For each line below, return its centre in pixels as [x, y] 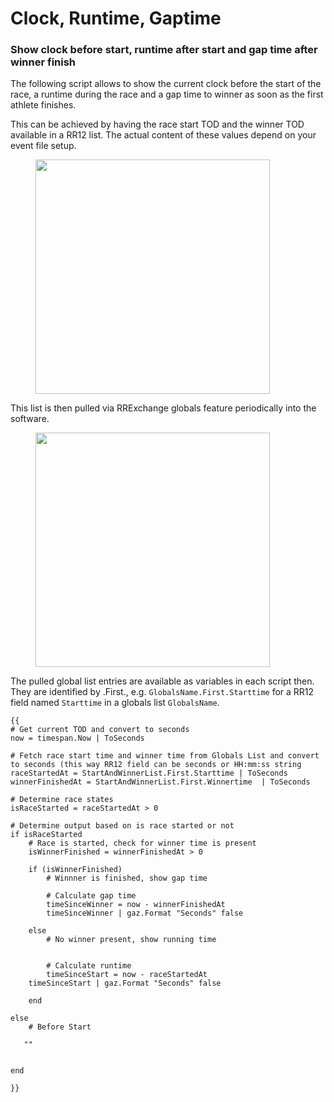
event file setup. [43, 146]
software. [30, 419]
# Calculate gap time [91, 896]
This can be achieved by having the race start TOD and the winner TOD [157, 124]
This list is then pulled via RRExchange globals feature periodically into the [163, 408]
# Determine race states [62, 800]
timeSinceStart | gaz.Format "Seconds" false [125, 983]
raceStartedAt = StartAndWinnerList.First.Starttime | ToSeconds [149, 773]
